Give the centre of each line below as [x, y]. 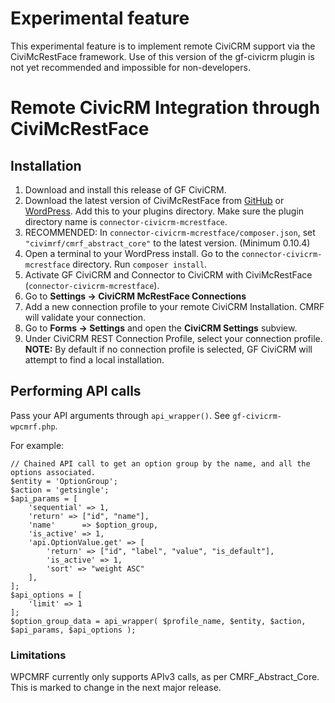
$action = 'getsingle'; [60, 490]
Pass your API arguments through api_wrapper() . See [120, 415]
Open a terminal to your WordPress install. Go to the [132, 253]
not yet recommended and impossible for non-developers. [130, 67]
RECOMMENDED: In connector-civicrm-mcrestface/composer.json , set [170, 232]
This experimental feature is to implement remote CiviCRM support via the [163, 46]
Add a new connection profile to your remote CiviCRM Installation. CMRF [174, 306]
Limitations [38, 655]
